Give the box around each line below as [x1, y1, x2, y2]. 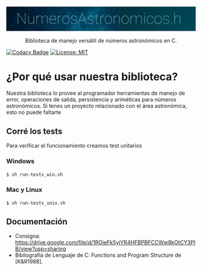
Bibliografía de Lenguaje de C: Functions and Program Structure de [14, 251, 182, 259]
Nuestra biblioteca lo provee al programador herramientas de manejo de [6, 89, 185, 97]
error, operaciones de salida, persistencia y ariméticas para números [6, 96, 177, 103]
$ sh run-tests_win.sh [6, 172, 63, 178]
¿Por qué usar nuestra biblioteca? [6, 70, 179, 83]
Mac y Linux [6, 185, 43, 194]
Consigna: [14, 232, 41, 240]
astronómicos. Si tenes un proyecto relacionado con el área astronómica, [6, 103, 188, 110]
